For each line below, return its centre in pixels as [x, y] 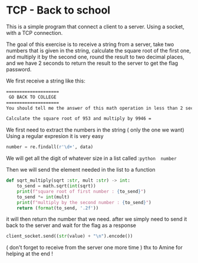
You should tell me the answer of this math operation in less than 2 [95, 108]
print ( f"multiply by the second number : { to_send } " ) [84, 202]
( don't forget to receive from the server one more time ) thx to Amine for [94, 248]
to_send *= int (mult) [43, 197]
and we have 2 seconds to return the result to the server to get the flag [92, 63]
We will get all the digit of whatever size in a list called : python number [91, 158]
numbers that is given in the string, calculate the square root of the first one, [99, 50]
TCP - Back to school [58, 10]
